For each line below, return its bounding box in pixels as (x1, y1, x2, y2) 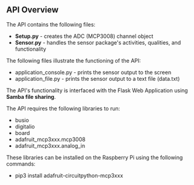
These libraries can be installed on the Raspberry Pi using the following (6, 154, 183, 161)
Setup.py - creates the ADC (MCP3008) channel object (14, 33, 154, 40)
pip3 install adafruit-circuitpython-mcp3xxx (14, 172, 124, 179)
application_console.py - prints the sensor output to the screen (14, 69, 172, 76)
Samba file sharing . (6, 93, 56, 100)
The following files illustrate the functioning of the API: (6, 57, 142, 64)
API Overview (6, 5, 59, 15)
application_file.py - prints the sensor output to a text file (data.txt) (14, 75, 180, 82)
